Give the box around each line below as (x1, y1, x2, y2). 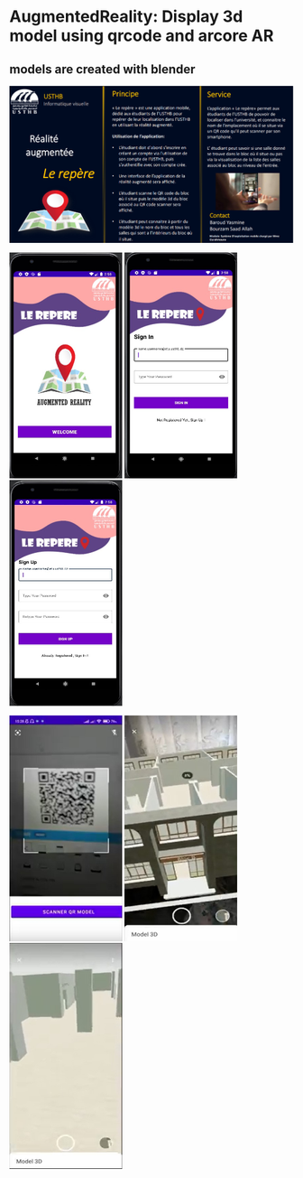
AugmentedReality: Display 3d (9, 6, 243, 27)
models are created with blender (9, 61, 196, 77)
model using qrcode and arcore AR (9, 25, 274, 46)
